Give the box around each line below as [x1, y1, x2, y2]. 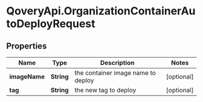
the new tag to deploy [74, 86, 137, 94]
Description [100, 59, 135, 67]
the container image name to [74, 69, 156, 77]
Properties [6, 41, 47, 51]
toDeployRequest [6, 17, 95, 31]
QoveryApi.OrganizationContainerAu [6, 4, 196, 18]
